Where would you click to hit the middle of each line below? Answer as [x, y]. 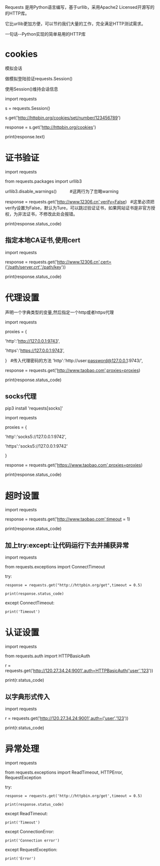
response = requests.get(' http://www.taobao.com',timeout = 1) [68, 519]
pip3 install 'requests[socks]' [34, 408]
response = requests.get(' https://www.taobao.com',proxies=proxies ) [74, 465]
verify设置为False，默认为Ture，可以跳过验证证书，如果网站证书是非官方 [78, 208]
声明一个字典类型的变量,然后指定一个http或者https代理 [60, 312]
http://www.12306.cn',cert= [84, 262]
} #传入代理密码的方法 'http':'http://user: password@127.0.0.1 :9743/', [74, 360]
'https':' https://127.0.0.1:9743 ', [35, 350]
